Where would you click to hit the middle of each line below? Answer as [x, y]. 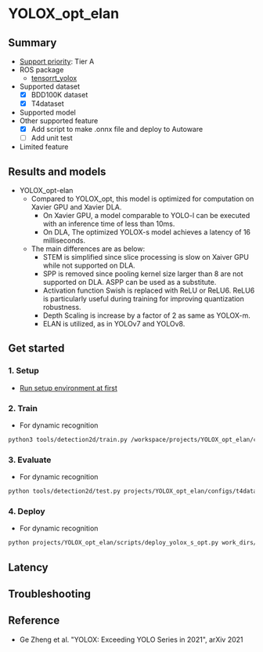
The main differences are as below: [88, 249]
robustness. [62, 308]
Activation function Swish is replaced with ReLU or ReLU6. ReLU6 [149, 290]
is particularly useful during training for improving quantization [144, 299]
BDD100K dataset [59, 95]
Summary [32, 43]
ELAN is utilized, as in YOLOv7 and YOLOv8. [114, 324]
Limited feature [44, 147]
